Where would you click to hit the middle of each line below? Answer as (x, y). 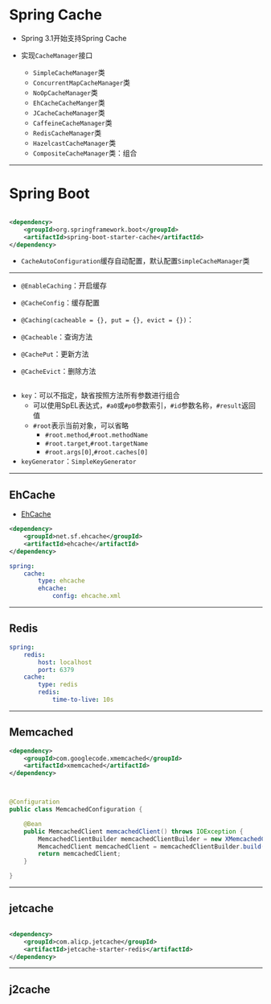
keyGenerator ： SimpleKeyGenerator (78, 462)
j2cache (30, 989)
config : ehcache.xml (86, 596)
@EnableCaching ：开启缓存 (64, 286)
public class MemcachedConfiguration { (76, 810)
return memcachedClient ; (80, 854)
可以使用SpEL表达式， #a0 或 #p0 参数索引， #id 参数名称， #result (137, 405)
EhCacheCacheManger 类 (69, 102)
